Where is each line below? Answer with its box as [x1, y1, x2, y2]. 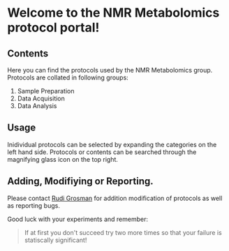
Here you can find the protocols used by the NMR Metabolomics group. [7, 66, 213, 74]
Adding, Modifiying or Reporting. [7, 176, 154, 188]
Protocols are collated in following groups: [7, 73, 129, 82]
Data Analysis [17, 102, 57, 109]
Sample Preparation [17, 87, 75, 95]
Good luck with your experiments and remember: [7, 215, 149, 223]
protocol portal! [7, 20, 100, 36]
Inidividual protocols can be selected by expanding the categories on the [7, 140, 217, 149]
